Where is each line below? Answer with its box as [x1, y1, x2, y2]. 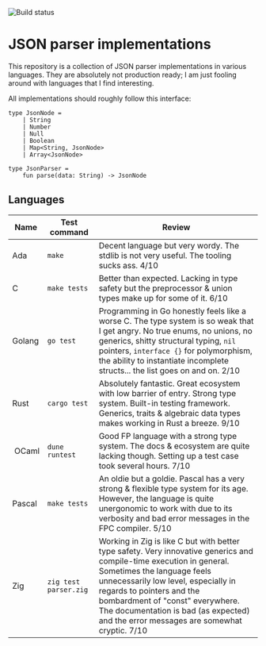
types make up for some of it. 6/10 [98, 292, 228, 303]
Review [161, 221, 191, 233]
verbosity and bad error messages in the [98, 513, 250, 524]
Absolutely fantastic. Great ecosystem [98, 378, 241, 389]
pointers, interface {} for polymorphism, [98, 345, 253, 356]
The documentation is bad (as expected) [98, 605, 250, 616]
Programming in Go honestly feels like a [98, 306, 247, 317]
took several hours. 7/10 [98, 460, 191, 471]
